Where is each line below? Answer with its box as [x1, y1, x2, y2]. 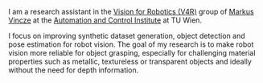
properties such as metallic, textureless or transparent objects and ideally [8, 56, 252, 66]
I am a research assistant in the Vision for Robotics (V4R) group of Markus [8, 7, 255, 16]
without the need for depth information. [8, 65, 139, 75]
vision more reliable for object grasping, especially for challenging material [8, 48, 256, 57]
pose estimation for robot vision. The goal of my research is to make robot [8, 39, 254, 49]
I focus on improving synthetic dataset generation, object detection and [8, 31, 245, 40]
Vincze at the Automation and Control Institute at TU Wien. [8, 15, 203, 25]
